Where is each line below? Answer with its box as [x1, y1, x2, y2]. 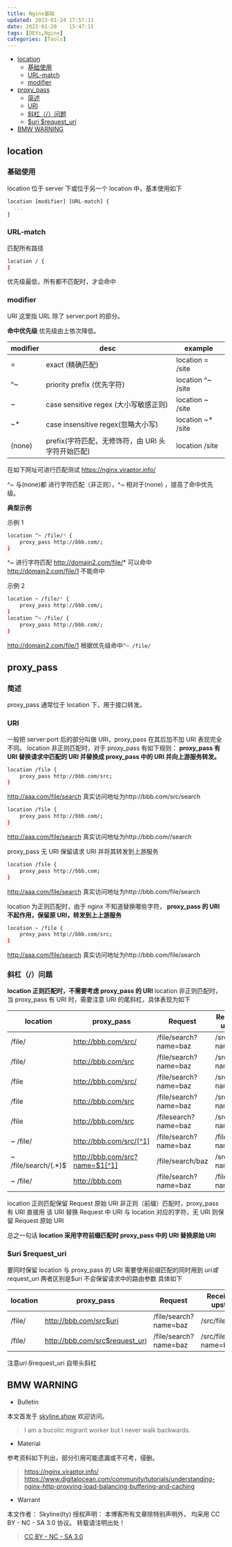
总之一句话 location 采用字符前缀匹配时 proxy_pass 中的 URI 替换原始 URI [7, 1231, 216, 1240]
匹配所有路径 [7, 244, 43, 252]
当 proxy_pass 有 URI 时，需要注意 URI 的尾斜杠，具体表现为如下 [7, 995, 191, 1004]
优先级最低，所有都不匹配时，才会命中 [7, 278, 116, 286]
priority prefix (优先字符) [46, 379, 126, 389]
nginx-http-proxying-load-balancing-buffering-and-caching [23, 1482, 195, 1490]
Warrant [17, 1495, 41, 1503]
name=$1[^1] [73, 1161, 119, 1170]
